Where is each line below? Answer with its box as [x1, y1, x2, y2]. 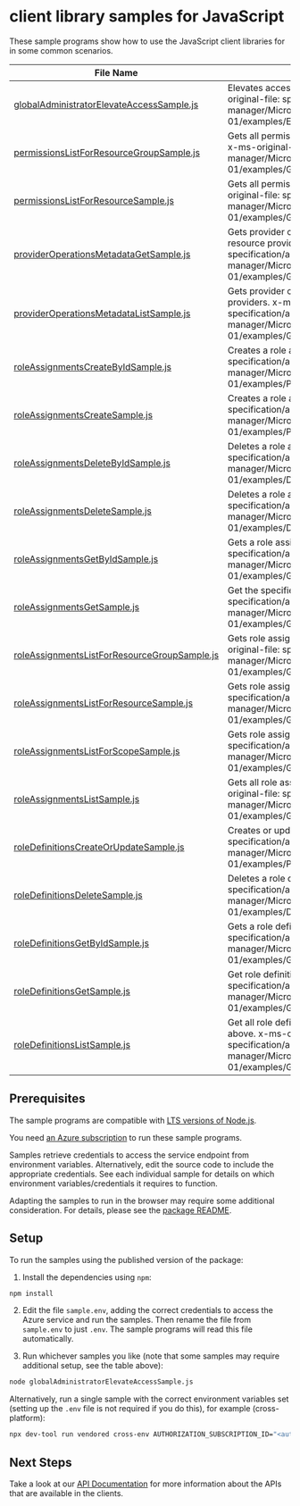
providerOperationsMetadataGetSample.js [13, 247, 191, 260]
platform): [9, 1413, 46, 1424]
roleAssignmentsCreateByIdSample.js [13, 360, 172, 372]
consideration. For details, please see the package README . [9, 1204, 232, 1216]
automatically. [21, 1334, 74, 1344]
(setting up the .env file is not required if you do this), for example [9, 1403, 251, 1414]
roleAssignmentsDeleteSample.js [13, 505, 152, 517]
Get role [227, 967, 262, 980]
